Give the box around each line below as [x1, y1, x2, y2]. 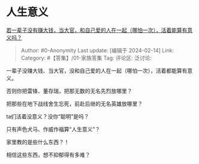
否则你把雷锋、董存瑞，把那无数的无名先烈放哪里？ [6, 87, 132, 94]
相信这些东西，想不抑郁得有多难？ [6, 151, 91, 158]
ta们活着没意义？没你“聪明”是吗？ [6, 112, 89, 120]
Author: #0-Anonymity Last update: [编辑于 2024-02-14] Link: [20, 46, 174, 54]
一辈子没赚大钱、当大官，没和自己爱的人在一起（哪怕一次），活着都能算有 [6, 67, 188, 74]
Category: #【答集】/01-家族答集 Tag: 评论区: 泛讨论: [20, 54, 152, 61]
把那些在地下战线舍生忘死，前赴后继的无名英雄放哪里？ [6, 100, 143, 107]
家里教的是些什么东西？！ [6, 138, 70, 145]
